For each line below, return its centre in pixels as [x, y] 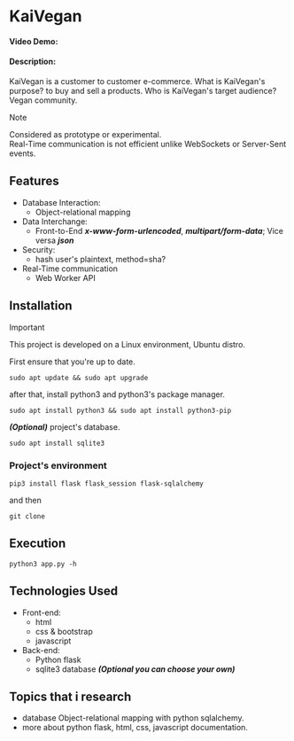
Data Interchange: [55, 221]
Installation [41, 306]
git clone [27, 516]
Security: [39, 249]
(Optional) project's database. [65, 426]
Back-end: [41, 650]
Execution [38, 544]
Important [27, 327]
